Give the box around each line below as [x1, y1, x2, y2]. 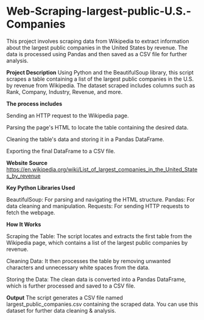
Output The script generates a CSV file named [6, 294, 123, 301]
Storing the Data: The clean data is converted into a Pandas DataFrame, [6, 275, 186, 283]
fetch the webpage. [6, 209, 55, 216]
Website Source [6, 159, 47, 166]
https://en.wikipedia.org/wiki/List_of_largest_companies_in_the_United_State [6, 165, 198, 173]
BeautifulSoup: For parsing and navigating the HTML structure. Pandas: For [6, 195, 195, 203]
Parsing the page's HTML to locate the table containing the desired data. [6, 123, 189, 131]
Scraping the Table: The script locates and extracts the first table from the [6, 232, 192, 239]
